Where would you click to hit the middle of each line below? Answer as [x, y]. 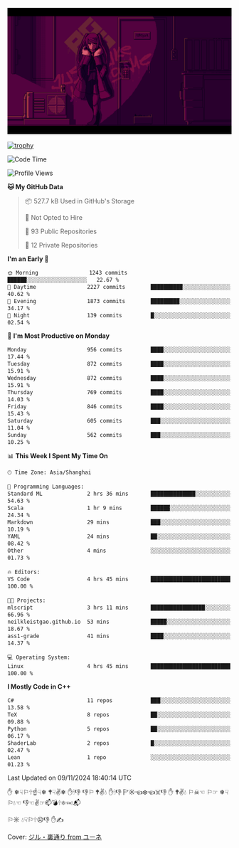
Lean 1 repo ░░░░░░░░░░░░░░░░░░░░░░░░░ [119, 757]
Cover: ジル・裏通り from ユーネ [55, 837]
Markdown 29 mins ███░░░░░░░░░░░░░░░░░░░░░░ [119, 522]
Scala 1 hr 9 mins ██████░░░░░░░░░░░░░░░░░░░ [119, 508]
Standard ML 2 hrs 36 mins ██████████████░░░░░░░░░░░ [119, 494]
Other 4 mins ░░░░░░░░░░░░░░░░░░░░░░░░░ [119, 551]
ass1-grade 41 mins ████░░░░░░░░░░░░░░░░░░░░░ [119, 636]
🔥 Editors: [24, 572]
